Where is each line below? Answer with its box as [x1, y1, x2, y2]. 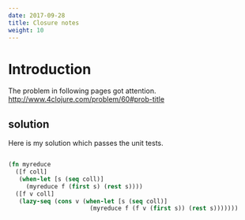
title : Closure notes [8, 19, 80, 27]
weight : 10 [8, 26, 44, 34]
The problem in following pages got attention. [8, 86, 156, 95]
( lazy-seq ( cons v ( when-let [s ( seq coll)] [18, 197, 168, 205]
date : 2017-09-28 [8, 11, 66, 20]
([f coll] [15, 168, 47, 176]
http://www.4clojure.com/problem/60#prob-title [8, 95, 164, 104]
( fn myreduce [8, 161, 51, 169]
